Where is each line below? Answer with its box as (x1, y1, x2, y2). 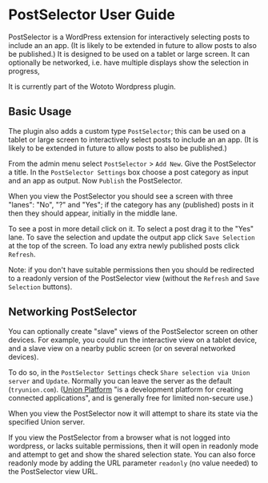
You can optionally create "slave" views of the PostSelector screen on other (8, 326, 258, 336)
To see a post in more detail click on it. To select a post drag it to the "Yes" (8, 223, 254, 233)
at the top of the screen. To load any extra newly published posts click (8, 240, 240, 250)
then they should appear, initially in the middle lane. (8, 208, 178, 218)
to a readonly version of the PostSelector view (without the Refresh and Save (8, 273, 260, 283)
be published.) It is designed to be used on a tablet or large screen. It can (8, 49, 250, 58)
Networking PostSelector (8, 305, 138, 319)
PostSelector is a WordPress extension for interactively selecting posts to (8, 32, 250, 42)
